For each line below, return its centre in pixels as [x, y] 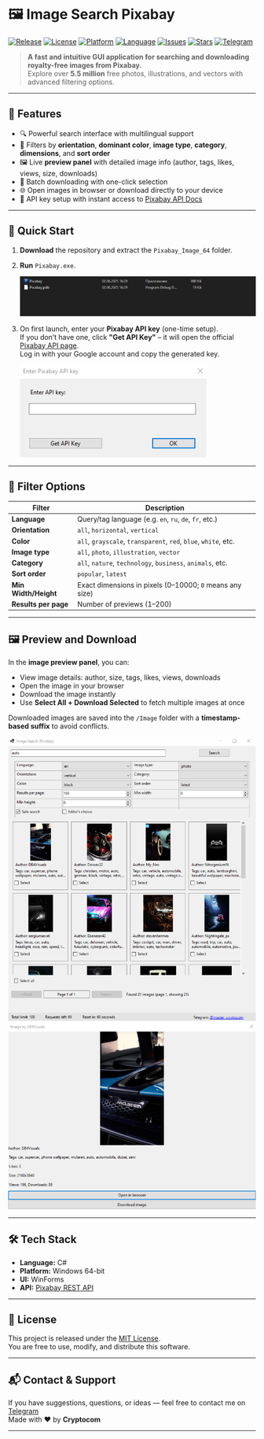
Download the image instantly [68, 694]
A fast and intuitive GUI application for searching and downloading [138, 57]
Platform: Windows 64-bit [62, 1271]
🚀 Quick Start [41, 231]
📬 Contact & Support [62, 1380]
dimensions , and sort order [65, 153]
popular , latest [102, 574]
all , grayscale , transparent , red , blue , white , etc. [156, 541]
